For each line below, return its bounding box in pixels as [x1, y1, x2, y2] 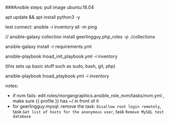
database [12, 114, 31, 119]
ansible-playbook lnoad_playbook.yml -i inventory [5, 73, 109, 79]
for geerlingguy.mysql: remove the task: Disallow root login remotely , [12, 103, 161, 109]
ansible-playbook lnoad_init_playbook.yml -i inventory [5, 53, 118, 59]
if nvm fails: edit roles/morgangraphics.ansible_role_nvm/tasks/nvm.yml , [12, 93, 164, 98]
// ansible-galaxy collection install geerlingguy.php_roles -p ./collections [5, 34, 155, 39]
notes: [5, 83, 19, 89]
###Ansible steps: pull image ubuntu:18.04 [5, 5, 94, 10]
